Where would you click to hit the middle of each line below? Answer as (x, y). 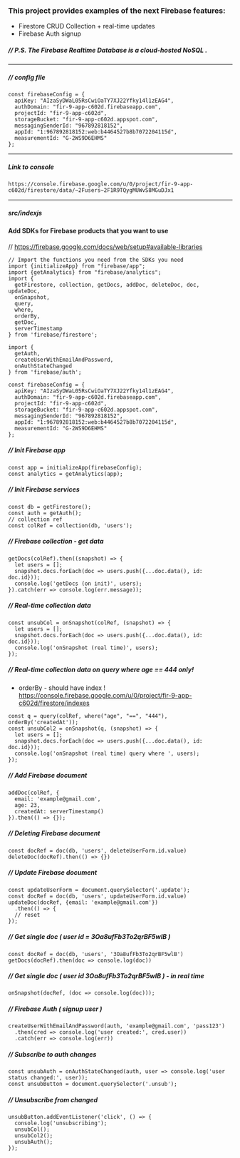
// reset (27, 915)
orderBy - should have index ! (62, 688)
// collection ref (35, 519)
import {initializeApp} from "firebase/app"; (77, 266)
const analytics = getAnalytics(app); (66, 474)
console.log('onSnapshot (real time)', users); (87, 648)
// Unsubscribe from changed (53, 1100)
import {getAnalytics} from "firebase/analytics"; (85, 272)
